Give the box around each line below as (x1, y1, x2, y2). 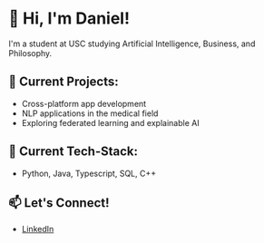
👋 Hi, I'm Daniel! (8, 8, 131, 29)
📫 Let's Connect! (8, 195, 110, 210)
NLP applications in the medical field (21, 108, 159, 119)
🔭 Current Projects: (8, 74, 119, 90)
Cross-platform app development (21, 98, 147, 109)
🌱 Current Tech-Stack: (8, 144, 138, 160)
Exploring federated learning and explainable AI (21, 117, 200, 128)
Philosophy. (8, 47, 53, 58)
